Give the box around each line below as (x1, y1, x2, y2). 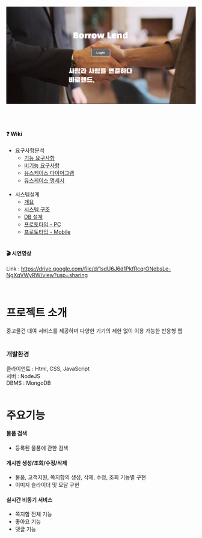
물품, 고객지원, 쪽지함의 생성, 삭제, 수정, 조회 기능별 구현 (14, 474, 146, 481)
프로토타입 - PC (23, 221, 61, 228)
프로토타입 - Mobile (23, 228, 71, 236)
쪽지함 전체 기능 (14, 510, 52, 518)
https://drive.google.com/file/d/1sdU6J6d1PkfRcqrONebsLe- (20, 265, 171, 272)
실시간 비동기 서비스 (6, 496, 53, 503)
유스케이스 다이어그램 (23, 170, 75, 177)
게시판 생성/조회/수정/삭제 (6, 459, 67, 466)
